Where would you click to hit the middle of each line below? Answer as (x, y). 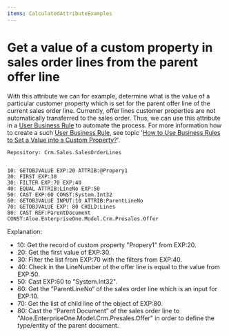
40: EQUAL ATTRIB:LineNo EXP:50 (53, 189)
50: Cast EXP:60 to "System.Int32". (67, 281)
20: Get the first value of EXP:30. (64, 252)
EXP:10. (28, 296)
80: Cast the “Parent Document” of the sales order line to (98, 311)
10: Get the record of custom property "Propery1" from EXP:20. (107, 244)
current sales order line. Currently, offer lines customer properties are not (111, 110)
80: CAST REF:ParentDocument (49, 213)
